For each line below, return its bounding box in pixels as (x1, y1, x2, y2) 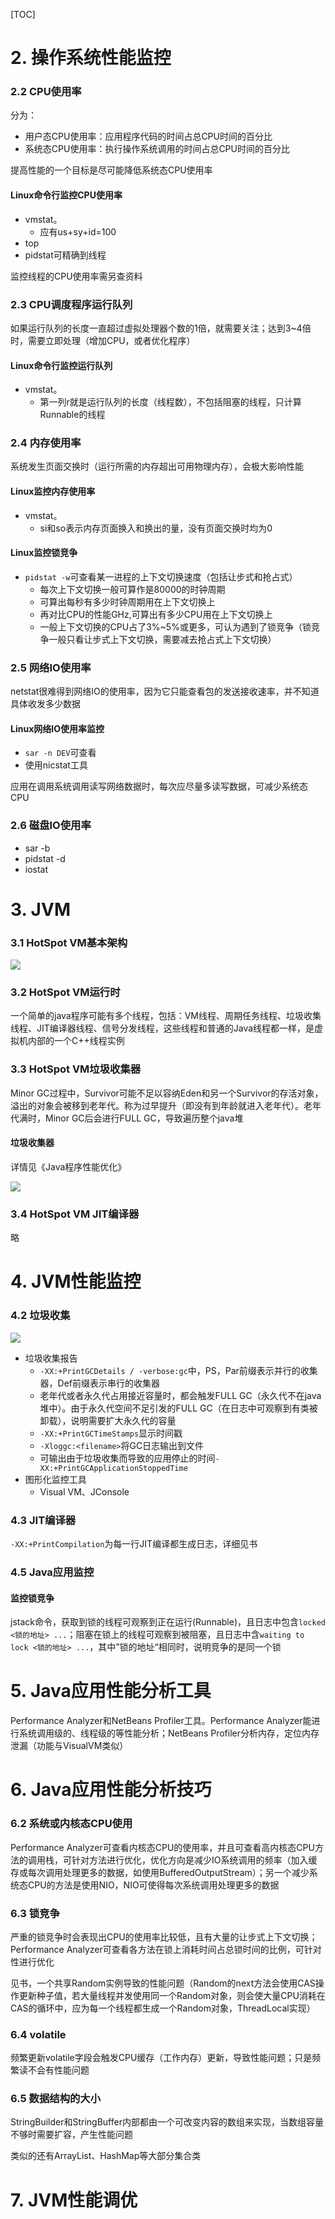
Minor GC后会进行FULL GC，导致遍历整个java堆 (44, 1112, 244, 1124)
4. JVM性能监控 (10, 1270, 142, 1293)
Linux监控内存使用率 (10, 485, 96, 498)
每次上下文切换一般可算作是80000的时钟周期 (39, 583, 226, 595)
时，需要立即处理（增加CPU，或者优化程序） (10, 334, 196, 346)
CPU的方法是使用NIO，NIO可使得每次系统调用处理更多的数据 (27, 1879, 280, 1891)
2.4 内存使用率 (10, 436, 82, 450)
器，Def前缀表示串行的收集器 (39, 1377, 161, 1389)
